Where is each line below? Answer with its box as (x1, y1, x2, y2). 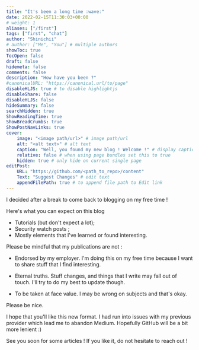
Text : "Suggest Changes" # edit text (17, 174, 110, 180)
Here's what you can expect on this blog (6, 207, 105, 214)
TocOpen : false (6, 53, 44, 59)
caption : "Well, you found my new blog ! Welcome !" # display (17, 147, 176, 152)
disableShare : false (6, 91, 57, 97)
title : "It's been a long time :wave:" (6, 8, 105, 15)
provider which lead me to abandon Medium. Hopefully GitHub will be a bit (6, 319, 188, 326)
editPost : (6, 163, 31, 169)
